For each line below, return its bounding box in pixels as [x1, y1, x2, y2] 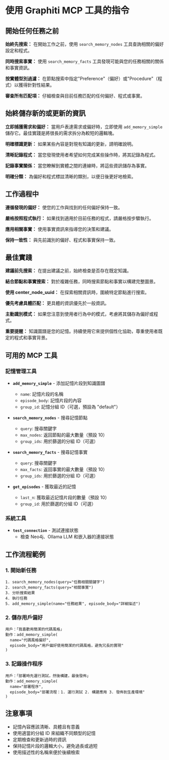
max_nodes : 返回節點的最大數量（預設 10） [20, 432, 108, 438]
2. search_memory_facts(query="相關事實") [5, 585, 94, 590]
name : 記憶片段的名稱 [20, 391, 64, 397]
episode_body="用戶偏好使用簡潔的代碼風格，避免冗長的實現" [10, 643, 124, 648]
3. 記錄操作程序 [5, 660, 43, 668]
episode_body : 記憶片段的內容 [20, 398, 82, 404]
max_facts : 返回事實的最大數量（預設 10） [20, 467, 108, 473]
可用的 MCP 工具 [5, 351, 58, 360]
